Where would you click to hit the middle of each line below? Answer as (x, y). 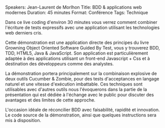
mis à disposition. (23, 120)
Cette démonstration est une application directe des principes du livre (77, 42)
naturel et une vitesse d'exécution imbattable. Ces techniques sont (74, 84)
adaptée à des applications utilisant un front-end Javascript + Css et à (77, 58)
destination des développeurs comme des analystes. (59, 64)
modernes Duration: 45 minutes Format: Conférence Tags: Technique (77, 12)
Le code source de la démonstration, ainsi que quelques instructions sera (81, 115)
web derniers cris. (24, 33)
